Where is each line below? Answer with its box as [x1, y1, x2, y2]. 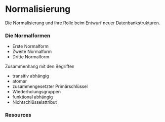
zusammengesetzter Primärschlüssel [12, 83, 88, 89]
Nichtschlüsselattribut [12, 99, 57, 105]
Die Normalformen [5, 32, 50, 39]
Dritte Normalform [12, 54, 49, 60]
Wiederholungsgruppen [12, 89, 61, 95]
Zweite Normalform [12, 48, 52, 55]
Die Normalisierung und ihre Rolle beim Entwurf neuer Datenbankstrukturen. [5, 20, 161, 26]
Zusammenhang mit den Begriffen [5, 63, 75, 70]
